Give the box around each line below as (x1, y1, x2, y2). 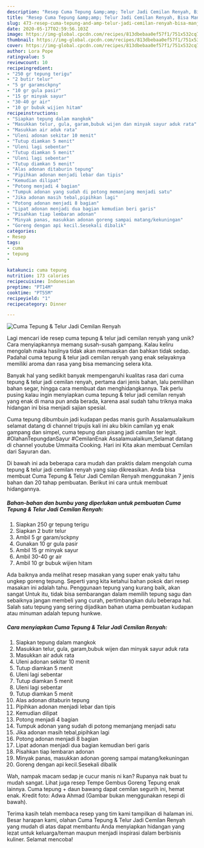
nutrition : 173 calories (7, 273, 70, 279)
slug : (7, 20, 21, 26)
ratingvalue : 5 (7, 54, 45, 60)
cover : (7, 43, 24, 49)
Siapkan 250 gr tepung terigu (15, 521, 90, 528)
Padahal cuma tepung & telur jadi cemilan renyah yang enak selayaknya (7, 354, 186, 361)
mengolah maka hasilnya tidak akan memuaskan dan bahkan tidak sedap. (7, 347, 191, 354)
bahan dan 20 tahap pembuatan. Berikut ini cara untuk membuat (7, 479, 168, 486)
